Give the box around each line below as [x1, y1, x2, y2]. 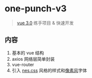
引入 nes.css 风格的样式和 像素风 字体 [11, 67, 88, 73]
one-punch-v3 [4, 3, 67, 14]
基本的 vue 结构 [11, 50, 44, 56]
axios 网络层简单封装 [11, 56, 55, 62]
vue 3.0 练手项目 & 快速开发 [16, 20, 74, 26]
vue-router [11, 61, 34, 67]
